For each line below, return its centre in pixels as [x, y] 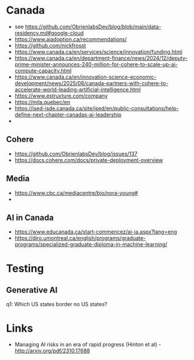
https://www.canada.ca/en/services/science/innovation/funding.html [98, 51]
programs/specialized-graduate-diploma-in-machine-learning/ [91, 244]
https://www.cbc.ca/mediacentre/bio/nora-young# [76, 193]
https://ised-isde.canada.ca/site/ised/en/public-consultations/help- [96, 108]
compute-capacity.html [43, 70]
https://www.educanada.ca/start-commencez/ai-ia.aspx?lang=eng [96, 232]
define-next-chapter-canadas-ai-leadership [68, 114]
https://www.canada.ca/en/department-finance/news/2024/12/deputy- [101, 58]
